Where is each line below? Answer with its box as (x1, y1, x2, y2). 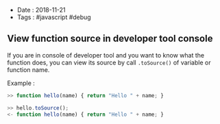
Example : (7, 79, 36, 87)
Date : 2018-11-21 (16, 6, 66, 14)
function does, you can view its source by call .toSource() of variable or (7, 58, 211, 66)
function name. (7, 65, 50, 74)
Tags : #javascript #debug (16, 13, 91, 21)
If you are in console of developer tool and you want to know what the (7, 51, 204, 59)
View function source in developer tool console (7, 33, 213, 45)
